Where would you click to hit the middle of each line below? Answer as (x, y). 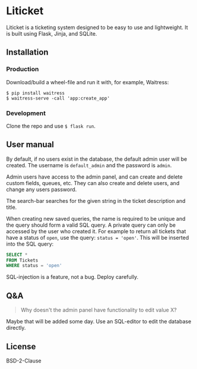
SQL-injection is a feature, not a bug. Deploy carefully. (72, 277)
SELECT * (17, 255)
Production (23, 69)
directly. (16, 328)
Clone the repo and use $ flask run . (51, 126)
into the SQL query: (30, 244)
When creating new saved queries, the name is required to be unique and (96, 218)
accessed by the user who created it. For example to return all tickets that (96, 231)
